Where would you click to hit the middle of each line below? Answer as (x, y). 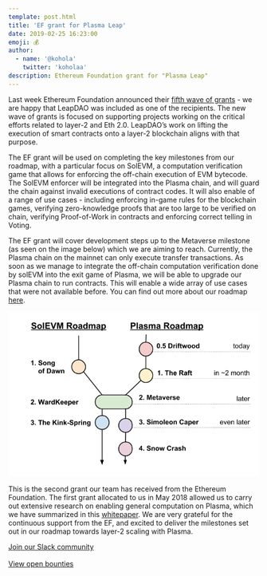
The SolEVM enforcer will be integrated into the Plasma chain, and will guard (134, 183)
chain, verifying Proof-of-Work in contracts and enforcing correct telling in (130, 216)
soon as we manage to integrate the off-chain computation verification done (133, 266)
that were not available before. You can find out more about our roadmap (128, 291)
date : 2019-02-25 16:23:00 (53, 34)
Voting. (20, 225)
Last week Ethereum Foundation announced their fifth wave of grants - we (130, 99)
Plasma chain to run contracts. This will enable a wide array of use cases (128, 282)
